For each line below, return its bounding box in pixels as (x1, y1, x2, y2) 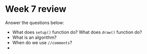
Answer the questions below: (5, 20, 64, 26)
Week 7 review (5, 3, 67, 15)
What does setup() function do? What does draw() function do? (12, 29, 142, 35)
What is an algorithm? (12, 34, 57, 40)
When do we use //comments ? (12, 39, 73, 45)
